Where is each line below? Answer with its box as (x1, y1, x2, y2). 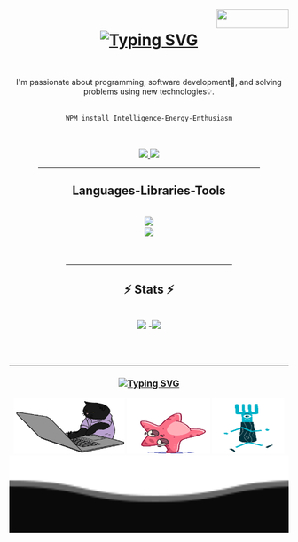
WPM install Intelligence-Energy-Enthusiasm (65, 114, 233, 122)
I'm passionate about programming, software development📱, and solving (16, 76, 282, 87)
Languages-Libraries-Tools (72, 184, 226, 199)
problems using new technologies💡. (83, 86, 215, 97)
